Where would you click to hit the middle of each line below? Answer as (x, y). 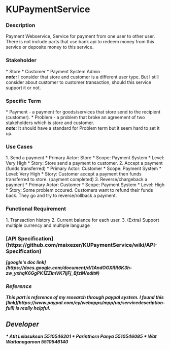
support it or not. (23, 87)
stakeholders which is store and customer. (50, 123)
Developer (23, 324)
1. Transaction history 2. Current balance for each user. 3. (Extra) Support (82, 220)
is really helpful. (33, 308)
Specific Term (23, 101)
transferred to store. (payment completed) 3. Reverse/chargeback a (77, 180)
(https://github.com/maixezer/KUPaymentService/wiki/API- (82, 245)
